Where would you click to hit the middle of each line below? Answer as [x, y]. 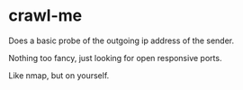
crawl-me [45, 16]
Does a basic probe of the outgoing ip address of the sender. [121, 40]
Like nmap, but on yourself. [59, 75]
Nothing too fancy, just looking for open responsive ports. [115, 58]
